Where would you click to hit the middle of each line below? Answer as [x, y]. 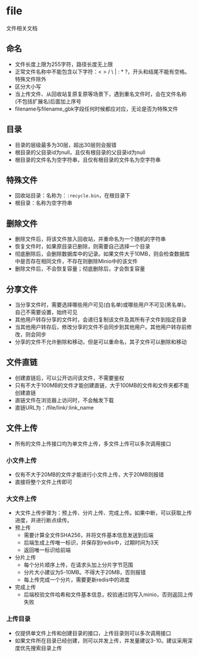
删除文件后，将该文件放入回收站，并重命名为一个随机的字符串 [90, 239]
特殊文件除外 [30, 79]
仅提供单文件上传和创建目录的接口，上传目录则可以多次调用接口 [93, 633]
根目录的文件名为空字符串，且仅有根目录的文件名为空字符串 [88, 159]
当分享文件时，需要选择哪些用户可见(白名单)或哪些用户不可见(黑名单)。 [102, 305]
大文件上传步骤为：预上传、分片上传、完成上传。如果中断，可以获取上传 [103, 513]
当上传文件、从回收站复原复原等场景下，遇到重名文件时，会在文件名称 [101, 94]
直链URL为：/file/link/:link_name [54, 407]
